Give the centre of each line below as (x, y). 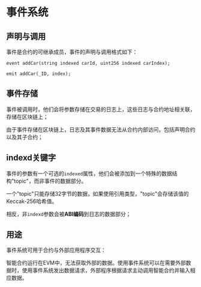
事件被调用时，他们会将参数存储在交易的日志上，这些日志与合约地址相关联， (101, 109)
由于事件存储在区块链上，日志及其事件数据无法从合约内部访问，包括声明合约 (101, 129)
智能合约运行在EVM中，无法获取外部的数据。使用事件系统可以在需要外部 (96, 263)
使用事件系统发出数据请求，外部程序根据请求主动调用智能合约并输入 (106, 270)
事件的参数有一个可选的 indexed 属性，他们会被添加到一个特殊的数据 (89, 173)
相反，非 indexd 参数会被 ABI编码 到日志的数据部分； (69, 214)
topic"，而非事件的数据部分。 (50, 181)
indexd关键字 (31, 158)
